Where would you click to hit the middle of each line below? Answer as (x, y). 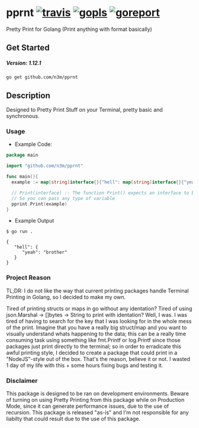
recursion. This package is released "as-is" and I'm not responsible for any (97, 412)
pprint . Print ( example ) (39, 204)
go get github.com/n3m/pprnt (42, 77)
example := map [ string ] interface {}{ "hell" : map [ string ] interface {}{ (98, 182)
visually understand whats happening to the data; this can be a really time (96, 334)
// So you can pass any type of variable (63, 198)
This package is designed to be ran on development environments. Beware (98, 394)
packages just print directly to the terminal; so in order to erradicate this (94, 346)
